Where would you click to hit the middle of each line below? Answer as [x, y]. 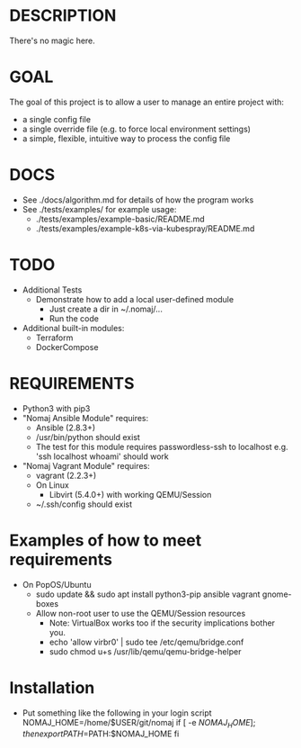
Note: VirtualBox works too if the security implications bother [162, 623]
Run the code [74, 318]
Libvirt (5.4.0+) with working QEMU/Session [130, 494]
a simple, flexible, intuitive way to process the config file [126, 138]
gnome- [277, 594]
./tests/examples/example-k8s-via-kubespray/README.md [145, 228]
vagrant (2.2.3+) [66, 475]
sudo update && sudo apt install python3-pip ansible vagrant [148, 594]
